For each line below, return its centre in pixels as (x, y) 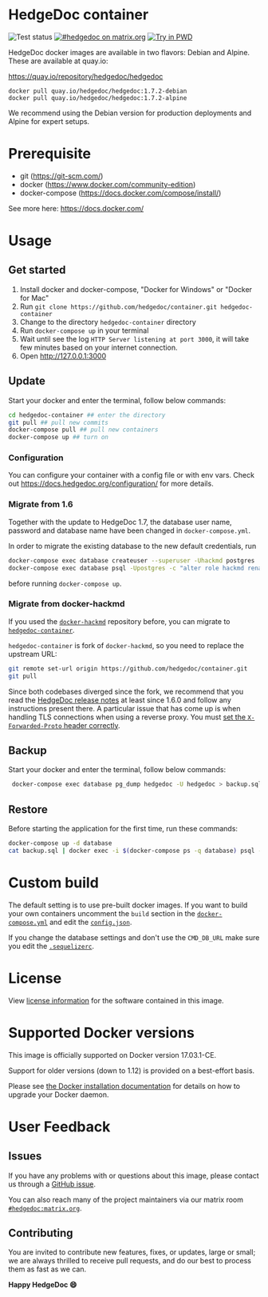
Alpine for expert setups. (49, 121)
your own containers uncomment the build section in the (102, 913)
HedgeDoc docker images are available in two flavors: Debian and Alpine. (129, 52)
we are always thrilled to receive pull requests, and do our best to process (130, 1261)
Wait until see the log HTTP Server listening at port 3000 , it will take (134, 338)
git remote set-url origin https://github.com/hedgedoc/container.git (128, 669)
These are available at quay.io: (58, 61)
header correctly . (92, 725)
